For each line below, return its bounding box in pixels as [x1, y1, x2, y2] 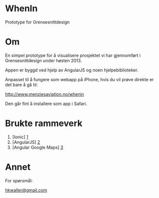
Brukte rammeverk [5, 118, 83, 129]
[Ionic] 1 [12, 134, 28, 140]
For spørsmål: [5, 177, 33, 183]
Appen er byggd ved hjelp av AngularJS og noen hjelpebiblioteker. [5, 67, 138, 73]
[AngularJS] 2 [12, 139, 40, 145]
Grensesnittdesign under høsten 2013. [5, 57, 82, 64]
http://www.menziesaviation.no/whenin [5, 91, 84, 97]
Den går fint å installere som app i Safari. [5, 101, 87, 107]
